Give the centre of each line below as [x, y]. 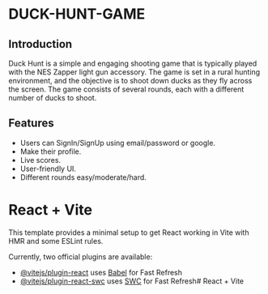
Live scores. [40, 160]
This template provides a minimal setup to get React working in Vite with [129, 232]
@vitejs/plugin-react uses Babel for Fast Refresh [101, 272]
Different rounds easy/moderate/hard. [83, 177]
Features [31, 124]
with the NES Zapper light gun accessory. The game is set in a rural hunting [134, 72]
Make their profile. [51, 151]
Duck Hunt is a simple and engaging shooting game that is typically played [133, 63]
